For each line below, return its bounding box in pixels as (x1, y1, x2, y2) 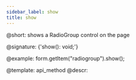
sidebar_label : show (6, 8, 59, 15)
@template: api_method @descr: (6, 66, 88, 73)
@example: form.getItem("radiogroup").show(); (6, 55, 125, 62)
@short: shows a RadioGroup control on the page (6, 31, 130, 38)
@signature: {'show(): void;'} (6, 43, 79, 50)
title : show (6, 15, 36, 21)
